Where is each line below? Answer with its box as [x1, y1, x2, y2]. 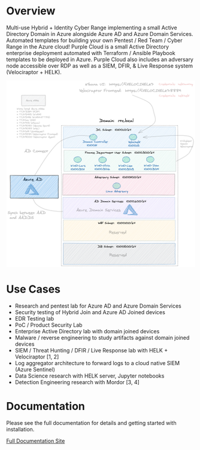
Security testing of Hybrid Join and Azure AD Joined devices [14, 308, 166, 315]
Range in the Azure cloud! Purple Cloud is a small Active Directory [6, 43, 169, 50]
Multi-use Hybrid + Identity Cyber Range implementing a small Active [6, 24, 178, 31]
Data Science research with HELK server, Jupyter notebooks [14, 372, 165, 379]
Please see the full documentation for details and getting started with [6, 419, 177, 426]
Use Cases [6, 282, 61, 296]
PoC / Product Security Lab [14, 321, 83, 329]
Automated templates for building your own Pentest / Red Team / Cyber [6, 37, 183, 44]
